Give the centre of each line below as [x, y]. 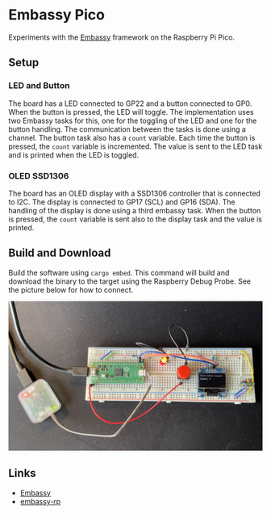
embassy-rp [40, 501]
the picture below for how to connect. [71, 289]
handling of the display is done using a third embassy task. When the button [135, 210]
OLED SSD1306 [39, 175]
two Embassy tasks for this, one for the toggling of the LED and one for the [133, 120]
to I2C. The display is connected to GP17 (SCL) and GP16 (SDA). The [122, 202]
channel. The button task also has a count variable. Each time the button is [132, 137]
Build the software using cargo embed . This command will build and [119, 272]
